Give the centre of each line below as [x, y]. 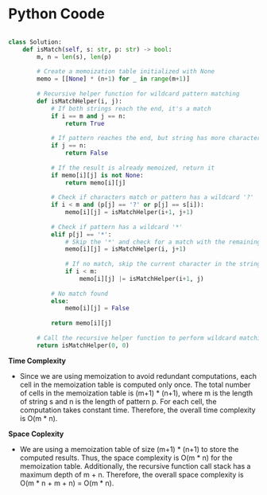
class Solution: [35, 42]
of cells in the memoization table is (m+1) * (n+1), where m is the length [136, 393]
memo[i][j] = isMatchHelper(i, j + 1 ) [126, 249]
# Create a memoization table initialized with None [126, 72]
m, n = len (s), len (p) [74, 57]
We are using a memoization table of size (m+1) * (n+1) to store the [129, 449]
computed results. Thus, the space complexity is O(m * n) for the [126, 458]
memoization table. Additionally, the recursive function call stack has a [135, 466]
